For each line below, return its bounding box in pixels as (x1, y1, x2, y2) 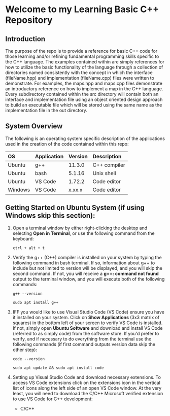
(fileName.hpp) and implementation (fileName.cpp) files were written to (5, 75, 155, 81)
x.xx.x (68, 186, 83, 193)
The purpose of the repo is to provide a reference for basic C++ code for (5, 48, 158, 54)
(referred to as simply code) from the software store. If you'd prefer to (12, 330, 159, 336)
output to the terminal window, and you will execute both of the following (12, 275, 165, 282)
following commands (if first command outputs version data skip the (12, 341, 156, 347)
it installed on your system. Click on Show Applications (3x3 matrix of (12, 314, 160, 320)
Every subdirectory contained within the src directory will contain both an (5, 91, 159, 97)
